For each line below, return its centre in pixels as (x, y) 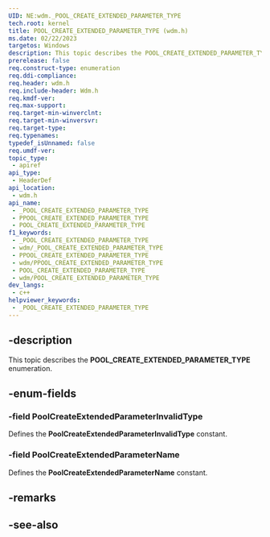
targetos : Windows (39, 46)
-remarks (32, 497)
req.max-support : (37, 105)
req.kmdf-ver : (32, 98)
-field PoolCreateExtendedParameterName (94, 455)
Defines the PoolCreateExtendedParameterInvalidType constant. (118, 434)
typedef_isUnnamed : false (51, 143)
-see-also (33, 525)
